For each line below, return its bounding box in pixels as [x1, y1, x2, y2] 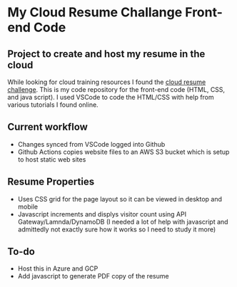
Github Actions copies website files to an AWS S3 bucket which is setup [17, 147, 230, 156]
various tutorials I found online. [7, 100, 99, 109]
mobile [17, 202, 38, 211]
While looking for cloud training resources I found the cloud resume [7, 78, 206, 86]
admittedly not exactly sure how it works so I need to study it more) [17, 225, 216, 234]
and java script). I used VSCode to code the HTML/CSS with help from [7, 93, 214, 101]
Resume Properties [7, 176, 95, 188]
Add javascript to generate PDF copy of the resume [17, 272, 169, 281]
